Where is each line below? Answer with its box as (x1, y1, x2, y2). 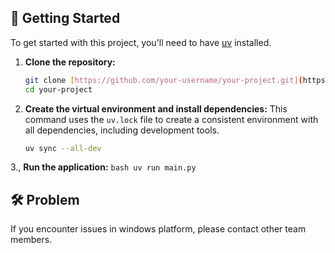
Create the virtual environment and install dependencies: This (24, 102, 288, 115)
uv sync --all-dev (24, 143, 102, 153)
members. (10, 234, 53, 246)
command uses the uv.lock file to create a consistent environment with (24, 113, 319, 125)
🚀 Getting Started (10, 10, 121, 27)
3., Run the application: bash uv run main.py (10, 161, 197, 173)
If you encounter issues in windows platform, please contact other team (10, 223, 307, 235)
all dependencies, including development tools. (24, 124, 220, 136)
